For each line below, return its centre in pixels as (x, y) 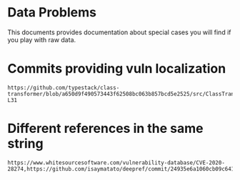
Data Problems (52, 12)
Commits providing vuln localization (117, 69)
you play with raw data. (42, 39)
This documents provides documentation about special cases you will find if (119, 32)
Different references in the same (105, 129)
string (26, 144)
